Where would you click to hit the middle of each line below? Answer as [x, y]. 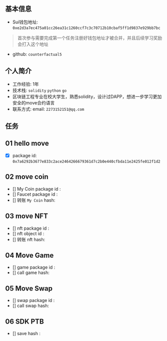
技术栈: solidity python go [39, 90]
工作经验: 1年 [25, 84]
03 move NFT [27, 216]
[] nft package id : [31, 228]
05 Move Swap [29, 288]
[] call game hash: [31, 273]
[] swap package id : [33, 301]
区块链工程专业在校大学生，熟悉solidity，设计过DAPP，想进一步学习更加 [87, 96]
